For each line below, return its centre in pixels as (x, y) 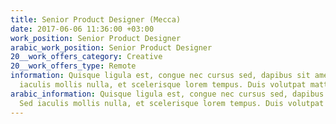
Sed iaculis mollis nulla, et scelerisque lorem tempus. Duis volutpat (172, 103)
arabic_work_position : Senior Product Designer (111, 47)
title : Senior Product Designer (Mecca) (96, 19)
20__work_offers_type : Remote (73, 66)
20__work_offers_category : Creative (86, 57)
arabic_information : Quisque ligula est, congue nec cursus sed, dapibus (167, 94)
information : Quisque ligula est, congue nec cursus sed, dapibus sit (160, 76)
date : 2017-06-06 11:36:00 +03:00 (82, 29)
